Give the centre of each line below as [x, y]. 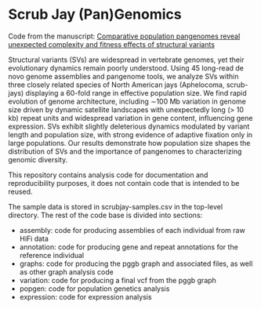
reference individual [52, 255]
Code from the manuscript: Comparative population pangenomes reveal [124, 36]
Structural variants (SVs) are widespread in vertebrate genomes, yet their [126, 60]
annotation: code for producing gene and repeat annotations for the [129, 247]
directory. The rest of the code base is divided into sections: [105, 215]
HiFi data [34, 238]
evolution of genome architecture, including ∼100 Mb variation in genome [127, 101]
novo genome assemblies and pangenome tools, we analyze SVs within [123, 76]
